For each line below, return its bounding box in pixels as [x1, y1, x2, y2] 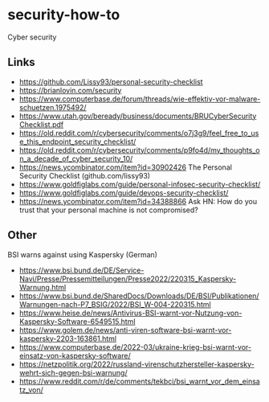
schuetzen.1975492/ [18, 102, 87, 112]
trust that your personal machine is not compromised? [18, 205, 198, 215]
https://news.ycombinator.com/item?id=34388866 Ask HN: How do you [18, 196, 258, 206]
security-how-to [7, 6, 120, 24]
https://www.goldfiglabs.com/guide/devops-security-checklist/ [18, 187, 229, 198]
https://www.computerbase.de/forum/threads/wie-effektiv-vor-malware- [18, 94, 261, 104]
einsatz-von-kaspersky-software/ [18, 351, 131, 360]
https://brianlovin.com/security [18, 85, 122, 95]
